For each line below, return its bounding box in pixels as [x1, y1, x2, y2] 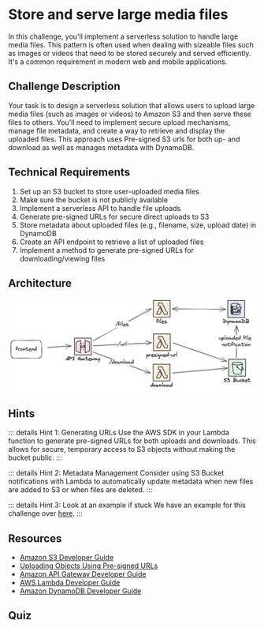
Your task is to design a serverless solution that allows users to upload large [8, 100, 255, 110]
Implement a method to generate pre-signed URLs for [19, 245, 195, 254]
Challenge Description [8, 80, 121, 93]
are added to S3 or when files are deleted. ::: [8, 485, 153, 495]
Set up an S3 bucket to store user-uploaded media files [19, 186, 199, 196]
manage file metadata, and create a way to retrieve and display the [8, 126, 225, 135]
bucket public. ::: [8, 453, 63, 463]
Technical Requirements [8, 166, 131, 179]
